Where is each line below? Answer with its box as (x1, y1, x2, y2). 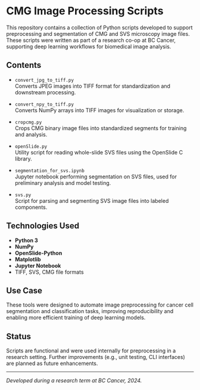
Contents (6, 60, 42, 70)
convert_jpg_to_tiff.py (14, 77, 74, 83)
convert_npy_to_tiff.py (14, 101, 74, 107)
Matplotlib (14, 255, 41, 263)
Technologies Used (6, 221, 79, 231)
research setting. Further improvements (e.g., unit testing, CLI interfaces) (6, 354, 186, 361)
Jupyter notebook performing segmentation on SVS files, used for (14, 173, 177, 180)
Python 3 (14, 237, 39, 244)
